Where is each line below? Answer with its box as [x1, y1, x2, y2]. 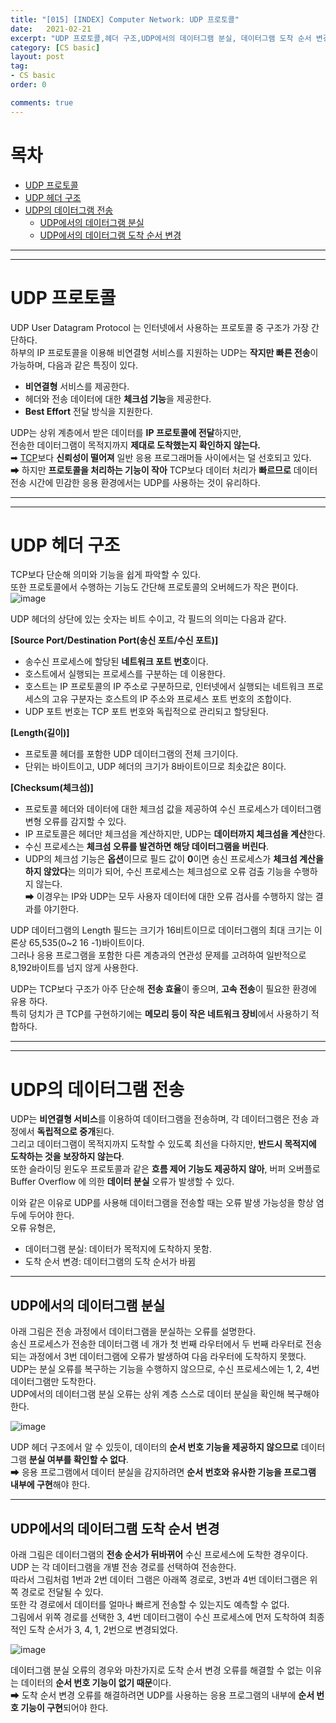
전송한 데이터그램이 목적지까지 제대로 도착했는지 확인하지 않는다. [10, 439, 261, 451]
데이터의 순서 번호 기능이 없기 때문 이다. [20, 1677, 172, 1688]
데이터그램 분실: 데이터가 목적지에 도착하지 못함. [24, 1243, 213, 1255]
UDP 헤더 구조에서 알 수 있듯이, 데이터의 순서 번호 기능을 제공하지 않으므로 [10, 1441, 299, 1453]
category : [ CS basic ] [10, 42, 101, 53]
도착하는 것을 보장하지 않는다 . [10, 1151, 125, 1163]
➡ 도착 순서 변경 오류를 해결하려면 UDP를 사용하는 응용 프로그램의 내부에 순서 [10, 1689, 315, 1701]
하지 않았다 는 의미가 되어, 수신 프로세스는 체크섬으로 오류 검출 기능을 [24, 866, 292, 878]
